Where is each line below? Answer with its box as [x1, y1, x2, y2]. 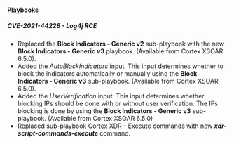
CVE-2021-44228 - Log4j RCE [7, 22, 97, 30]
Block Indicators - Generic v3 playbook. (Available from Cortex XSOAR [17, 46, 223, 55]
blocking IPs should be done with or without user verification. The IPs [17, 99, 219, 107]
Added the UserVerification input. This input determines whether [17, 91, 205, 100]
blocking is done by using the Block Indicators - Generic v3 [17, 106, 191, 115]
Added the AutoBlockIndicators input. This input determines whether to [17, 62, 224, 70]
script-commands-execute [17, 129, 99, 137]
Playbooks [7, 6, 39, 14]
